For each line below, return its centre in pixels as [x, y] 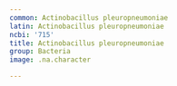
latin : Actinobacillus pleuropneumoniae [87, 26]
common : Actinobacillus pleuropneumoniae [89, 18]
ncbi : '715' [32, 34]
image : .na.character [50, 60]
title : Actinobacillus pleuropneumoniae [87, 43]
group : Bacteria [40, 52]
